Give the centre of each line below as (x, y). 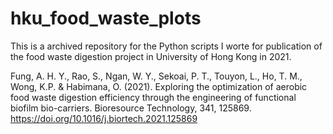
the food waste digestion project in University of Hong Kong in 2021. (151, 56)
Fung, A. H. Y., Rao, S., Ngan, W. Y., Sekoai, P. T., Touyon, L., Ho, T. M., (156, 76)
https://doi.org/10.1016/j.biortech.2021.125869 (104, 118)
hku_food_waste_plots (106, 18)
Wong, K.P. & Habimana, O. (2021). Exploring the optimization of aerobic (159, 86)
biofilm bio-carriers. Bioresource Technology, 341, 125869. (131, 108)
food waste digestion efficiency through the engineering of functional (153, 97)
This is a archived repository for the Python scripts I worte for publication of (166, 46)
